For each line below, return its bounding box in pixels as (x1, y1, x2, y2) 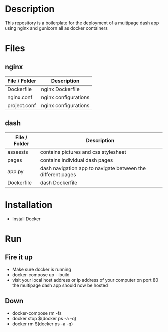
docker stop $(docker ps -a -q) (12, 315, 77, 321)
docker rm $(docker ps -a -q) (12, 321, 73, 327)
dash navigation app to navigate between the (40, 165, 146, 172)
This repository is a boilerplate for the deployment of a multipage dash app (5, 20, 159, 26)
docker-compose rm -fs (12, 310, 62, 316)
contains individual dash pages (40, 156, 113, 163)
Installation (5, 199, 53, 210)
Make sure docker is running (12, 266, 71, 272)
